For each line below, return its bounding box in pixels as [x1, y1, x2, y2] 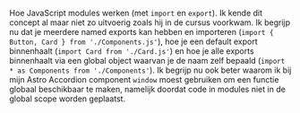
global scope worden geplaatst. [9, 93, 126, 104]
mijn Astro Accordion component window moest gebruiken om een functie [9, 74, 279, 84]
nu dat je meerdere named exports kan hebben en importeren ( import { [9, 27, 274, 37]
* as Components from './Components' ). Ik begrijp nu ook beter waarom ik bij [9, 65, 292, 75]
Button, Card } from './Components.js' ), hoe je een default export [9, 36, 258, 47]
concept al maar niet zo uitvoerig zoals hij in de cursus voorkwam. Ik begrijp [9, 17, 291, 28]
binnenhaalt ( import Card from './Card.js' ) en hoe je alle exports [9, 46, 254, 56]
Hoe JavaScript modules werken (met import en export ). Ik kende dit [9, 8, 262, 18]
